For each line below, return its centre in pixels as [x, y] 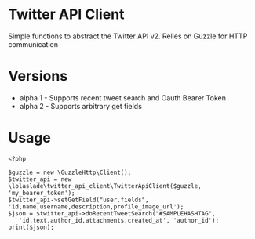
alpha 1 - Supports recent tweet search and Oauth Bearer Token [122, 98]
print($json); [31, 227]
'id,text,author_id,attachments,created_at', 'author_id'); [119, 220]
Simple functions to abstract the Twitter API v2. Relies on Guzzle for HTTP [128, 36]
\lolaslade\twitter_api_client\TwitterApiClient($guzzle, [105, 186]
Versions [38, 76]
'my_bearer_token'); [42, 193]
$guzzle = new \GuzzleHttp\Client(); [70, 172]
